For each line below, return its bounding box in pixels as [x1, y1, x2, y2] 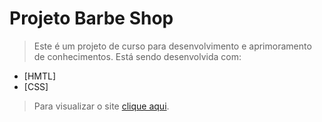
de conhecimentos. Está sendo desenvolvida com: [33, 50, 242, 62]
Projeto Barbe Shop [9, 7, 174, 30]
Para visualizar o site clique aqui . [33, 100, 170, 112]
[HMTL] [23, 70, 57, 82]
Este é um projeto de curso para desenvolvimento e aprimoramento [33, 40, 312, 52]
